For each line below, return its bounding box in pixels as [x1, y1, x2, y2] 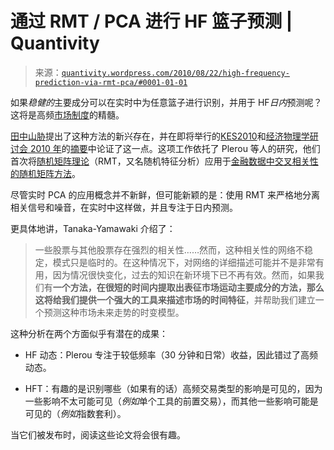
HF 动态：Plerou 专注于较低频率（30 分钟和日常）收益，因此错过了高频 [24, 348, 318, 361]
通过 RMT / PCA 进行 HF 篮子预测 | [10, 10, 293, 33]
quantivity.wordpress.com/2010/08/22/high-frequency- [61, 68, 290, 78]
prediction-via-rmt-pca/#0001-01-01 [34, 77, 188, 87]
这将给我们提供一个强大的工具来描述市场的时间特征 [34, 293, 246, 306]
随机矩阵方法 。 [18, 167, 81, 179]
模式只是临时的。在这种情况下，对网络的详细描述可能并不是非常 [52, 256, 316, 268]
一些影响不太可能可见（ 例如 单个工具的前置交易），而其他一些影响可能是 [24, 395, 319, 407]
